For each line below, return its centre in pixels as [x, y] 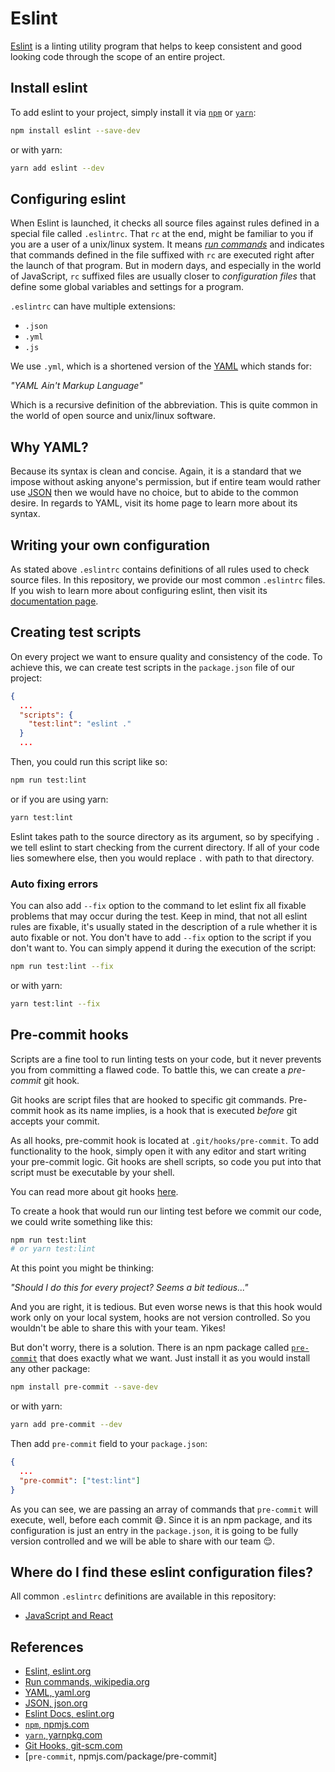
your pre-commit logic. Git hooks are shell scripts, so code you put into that [166, 1161]
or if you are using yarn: [59, 799]
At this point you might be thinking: [82, 1268]
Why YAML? [49, 447]
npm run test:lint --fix [62, 967]
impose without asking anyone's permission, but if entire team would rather [165, 482]
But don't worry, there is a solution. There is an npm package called [150, 1348]
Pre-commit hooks [69, 1035]
